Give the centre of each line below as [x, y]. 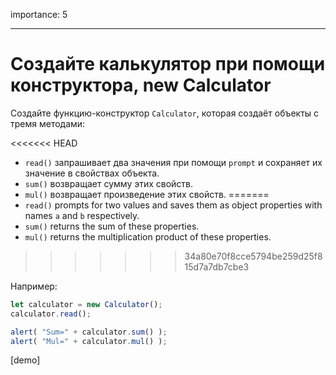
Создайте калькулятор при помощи [168, 64]
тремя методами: [48, 123]
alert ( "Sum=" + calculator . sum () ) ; [89, 332]
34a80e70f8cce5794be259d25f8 [253, 256]
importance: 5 [39, 14]
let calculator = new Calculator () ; [86, 304]
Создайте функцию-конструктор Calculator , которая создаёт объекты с [165, 113]
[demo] [25, 360]
